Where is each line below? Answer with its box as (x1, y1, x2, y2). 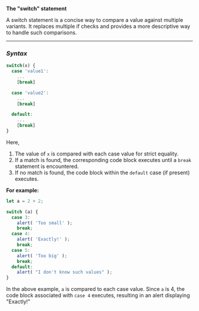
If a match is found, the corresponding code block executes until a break (14, 156, 191, 163)
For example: (6, 186, 40, 194)
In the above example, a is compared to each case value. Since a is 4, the (6, 286, 185, 293)
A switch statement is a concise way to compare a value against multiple (6, 17, 184, 23)
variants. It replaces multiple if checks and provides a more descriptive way (6, 23, 191, 30)
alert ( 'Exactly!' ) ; (17, 237, 70, 242)
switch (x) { (6, 63, 36, 69)
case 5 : (11, 247, 31, 253)
